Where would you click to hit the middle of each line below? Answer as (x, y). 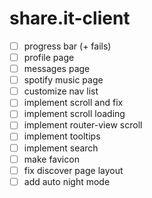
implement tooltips (62, 136)
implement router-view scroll (83, 125)
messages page (57, 69)
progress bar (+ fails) (67, 46)
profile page (49, 57)
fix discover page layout (73, 170)
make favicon (51, 159)
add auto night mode (67, 181)
